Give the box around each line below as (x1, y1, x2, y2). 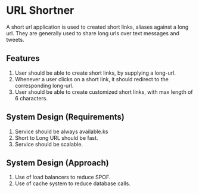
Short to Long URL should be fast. (14, 134, 98, 141)
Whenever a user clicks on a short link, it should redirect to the (14, 75, 169, 82)
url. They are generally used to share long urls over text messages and (6, 29, 180, 36)
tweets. (6, 36, 25, 43)
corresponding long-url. (14, 82, 74, 89)
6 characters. (14, 94, 48, 102)
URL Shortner (6, 4, 74, 17)
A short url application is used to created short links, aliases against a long (6, 23, 189, 30)
